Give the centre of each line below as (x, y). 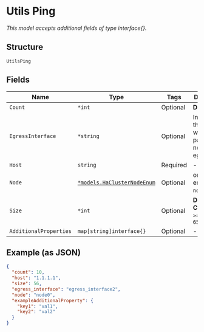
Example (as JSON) (43, 253)
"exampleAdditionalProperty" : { (53, 300)
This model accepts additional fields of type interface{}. (76, 28)
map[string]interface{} (112, 231)
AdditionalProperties (40, 231)
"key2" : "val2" (36, 312)
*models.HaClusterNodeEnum (117, 182)
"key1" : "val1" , (38, 306)
